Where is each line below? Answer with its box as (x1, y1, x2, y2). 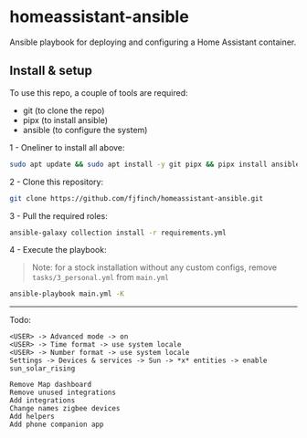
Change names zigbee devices (9, 404, 121, 413)
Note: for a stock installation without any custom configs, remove (31, 262, 277, 273)
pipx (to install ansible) (22, 114, 108, 125)
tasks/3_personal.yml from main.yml (31, 272, 170, 283)
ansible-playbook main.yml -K (9, 289, 125, 298)
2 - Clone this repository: (9, 176, 103, 187)
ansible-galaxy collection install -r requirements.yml (9, 228, 227, 237)
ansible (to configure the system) (22, 124, 148, 135)
